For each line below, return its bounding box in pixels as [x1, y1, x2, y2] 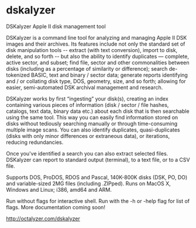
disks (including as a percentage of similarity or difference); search [6, 65, 168, 72]
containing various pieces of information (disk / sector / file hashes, [6, 101, 169, 108]
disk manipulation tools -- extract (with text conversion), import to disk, [6, 46, 178, 53]
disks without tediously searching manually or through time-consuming [6, 120, 178, 127]
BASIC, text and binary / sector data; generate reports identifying [31, 71, 188, 78]
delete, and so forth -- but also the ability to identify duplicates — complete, [6, 53, 189, 60]
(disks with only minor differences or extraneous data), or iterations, [6, 132, 170, 139]
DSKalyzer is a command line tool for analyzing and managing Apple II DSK [6, 34, 187, 41]
